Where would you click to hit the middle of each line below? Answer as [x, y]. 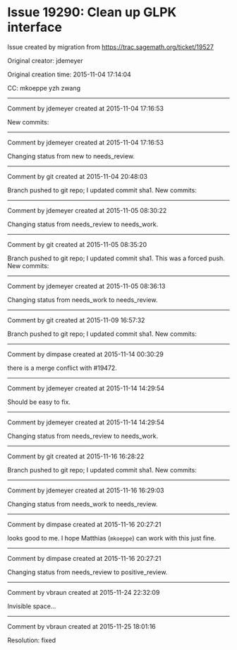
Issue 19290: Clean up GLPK [92, 12]
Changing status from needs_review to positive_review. [87, 572]
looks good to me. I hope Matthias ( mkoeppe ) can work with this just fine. [112, 538]
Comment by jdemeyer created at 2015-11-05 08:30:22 [87, 210]
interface [35, 27]
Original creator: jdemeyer [45, 60]
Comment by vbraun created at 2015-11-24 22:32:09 [84, 592]
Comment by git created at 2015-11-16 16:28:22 [76, 456]
